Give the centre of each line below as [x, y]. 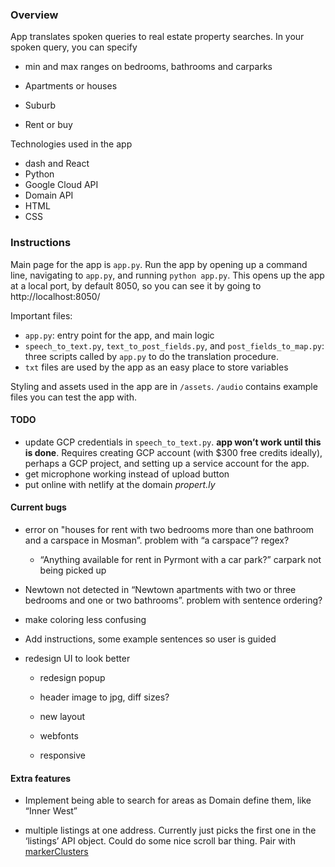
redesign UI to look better [77, 658]
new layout [62, 716]
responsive [62, 755]
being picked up [73, 570]
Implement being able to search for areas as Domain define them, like [168, 800]
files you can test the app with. [74, 397]
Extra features [41, 778]
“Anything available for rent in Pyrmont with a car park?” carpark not [180, 559]
